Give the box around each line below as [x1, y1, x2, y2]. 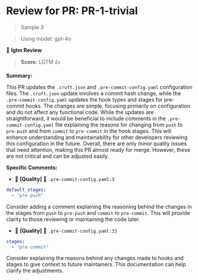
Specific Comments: [6, 164, 58, 171]
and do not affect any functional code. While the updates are [6, 108, 154, 116]
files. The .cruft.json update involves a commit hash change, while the [6, 90, 181, 97]
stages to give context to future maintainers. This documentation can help [6, 261, 186, 268]
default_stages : [6, 187, 46, 193]
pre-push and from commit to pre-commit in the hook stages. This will [6, 127, 171, 134]
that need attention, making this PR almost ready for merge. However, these [6, 146, 191, 153]
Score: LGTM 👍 [20, 58, 60, 66]
